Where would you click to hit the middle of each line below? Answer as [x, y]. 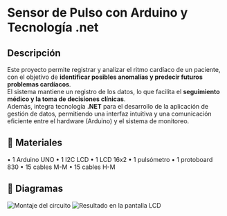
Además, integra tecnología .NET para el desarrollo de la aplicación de [108, 106]
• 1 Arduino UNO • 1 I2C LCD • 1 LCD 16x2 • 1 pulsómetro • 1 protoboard [110, 159]
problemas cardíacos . [39, 84]
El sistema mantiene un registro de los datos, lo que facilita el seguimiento [113, 92]
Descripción [34, 53]
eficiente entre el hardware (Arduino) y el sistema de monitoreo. [98, 121]
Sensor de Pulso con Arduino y [98, 13]
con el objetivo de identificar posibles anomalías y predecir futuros [105, 77]
